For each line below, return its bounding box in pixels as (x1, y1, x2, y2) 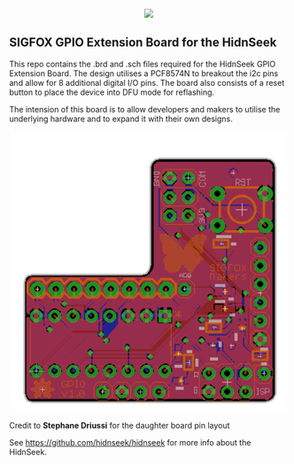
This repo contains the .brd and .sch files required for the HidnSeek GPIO (9, 58, 276, 69)
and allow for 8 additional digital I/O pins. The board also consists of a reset (9, 77, 285, 88)
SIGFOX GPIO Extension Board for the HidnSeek (9, 35, 277, 50)
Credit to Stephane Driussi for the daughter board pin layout (9, 421, 230, 431)
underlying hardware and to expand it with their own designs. (9, 113, 233, 124)
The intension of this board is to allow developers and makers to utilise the (9, 104, 281, 114)
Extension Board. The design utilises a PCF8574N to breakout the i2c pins (9, 67, 279, 79)
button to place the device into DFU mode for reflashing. (9, 87, 215, 97)
